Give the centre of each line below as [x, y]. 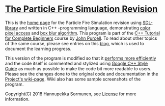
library [12, 27]
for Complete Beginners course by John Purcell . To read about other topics [81, 38]
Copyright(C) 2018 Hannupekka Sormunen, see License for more [71, 94]
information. [17, 99]
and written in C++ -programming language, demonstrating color [85, 27]
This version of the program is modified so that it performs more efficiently [81, 58]
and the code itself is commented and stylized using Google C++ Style [77, 63]
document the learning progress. [38, 49]
